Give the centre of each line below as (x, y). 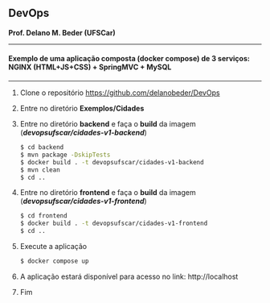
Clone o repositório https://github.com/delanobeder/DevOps (120, 93)
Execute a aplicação (53, 247)
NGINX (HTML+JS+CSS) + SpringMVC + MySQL (90, 67)
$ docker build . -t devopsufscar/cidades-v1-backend (112, 162)
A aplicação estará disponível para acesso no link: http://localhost (129, 276)
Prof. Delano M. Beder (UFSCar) (62, 32)
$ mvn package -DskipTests (65, 155)
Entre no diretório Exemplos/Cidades (82, 109)
